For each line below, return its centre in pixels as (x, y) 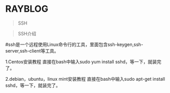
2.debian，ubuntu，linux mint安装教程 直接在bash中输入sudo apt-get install (85, 79)
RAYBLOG (27, 9)
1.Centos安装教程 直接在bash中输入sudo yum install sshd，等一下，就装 (81, 61)
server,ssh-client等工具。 (32, 51)
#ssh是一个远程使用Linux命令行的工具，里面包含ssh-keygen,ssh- (74, 44)
